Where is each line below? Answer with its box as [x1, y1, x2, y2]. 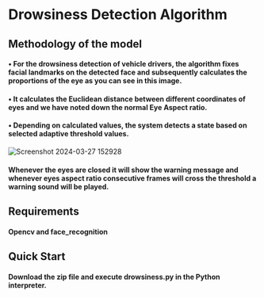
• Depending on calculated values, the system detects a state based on [8, 120, 247, 130]
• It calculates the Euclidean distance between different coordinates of [8, 94, 246, 104]
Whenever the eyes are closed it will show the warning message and [8, 165, 239, 174]
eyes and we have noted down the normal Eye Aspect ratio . [8, 102, 208, 112]
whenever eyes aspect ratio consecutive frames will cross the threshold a [8, 173, 257, 183]
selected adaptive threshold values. [8, 129, 129, 139]
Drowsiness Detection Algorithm [8, 6, 228, 24]
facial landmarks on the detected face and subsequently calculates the [8, 67, 247, 77]
